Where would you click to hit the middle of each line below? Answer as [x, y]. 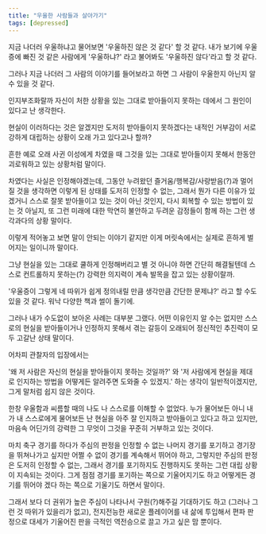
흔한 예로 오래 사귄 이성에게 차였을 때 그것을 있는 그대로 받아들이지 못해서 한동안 [132, 154]
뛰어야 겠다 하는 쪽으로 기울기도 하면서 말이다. [94, 485]
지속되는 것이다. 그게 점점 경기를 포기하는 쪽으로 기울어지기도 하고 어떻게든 [132, 474]
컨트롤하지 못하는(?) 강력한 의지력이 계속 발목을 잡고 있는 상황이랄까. [129, 274]
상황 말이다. [54, 220]
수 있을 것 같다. [32, 83]
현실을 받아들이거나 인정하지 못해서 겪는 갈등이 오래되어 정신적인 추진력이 [136, 327]
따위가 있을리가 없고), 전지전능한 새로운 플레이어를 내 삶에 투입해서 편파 [135, 511]
